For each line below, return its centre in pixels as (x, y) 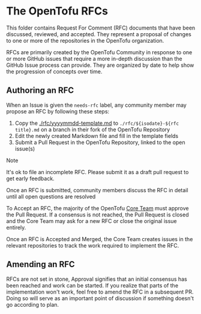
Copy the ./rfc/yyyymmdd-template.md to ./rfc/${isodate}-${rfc (97, 123)
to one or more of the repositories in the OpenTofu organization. (85, 40)
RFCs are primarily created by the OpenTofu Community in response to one (99, 52)
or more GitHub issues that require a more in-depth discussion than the (94, 58)
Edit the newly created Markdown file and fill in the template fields (97, 136)
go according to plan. (32, 304)
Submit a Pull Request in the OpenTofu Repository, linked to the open (100, 142)
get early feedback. (31, 178)
